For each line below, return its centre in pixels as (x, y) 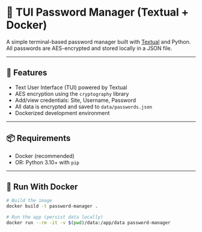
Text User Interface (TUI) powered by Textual (71, 87)
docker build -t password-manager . (52, 206)
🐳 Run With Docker (42, 187)
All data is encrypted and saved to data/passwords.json (84, 106)
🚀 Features (27, 73)
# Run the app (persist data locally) (55, 217)
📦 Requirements (38, 138)
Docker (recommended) (45, 155)
